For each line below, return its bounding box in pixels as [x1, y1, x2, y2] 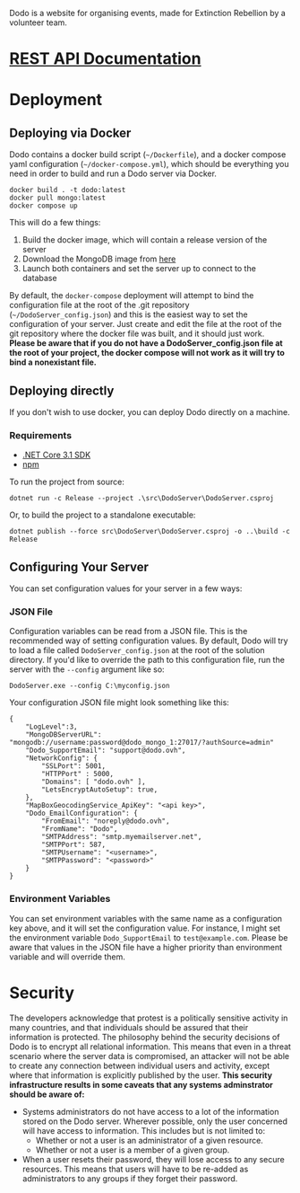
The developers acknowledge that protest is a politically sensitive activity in [9, 1012, 288, 1023]
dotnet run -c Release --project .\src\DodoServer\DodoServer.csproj [9, 494, 275, 503]
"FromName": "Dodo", [41, 825, 118, 834]
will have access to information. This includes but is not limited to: [21, 1125, 266, 1136]
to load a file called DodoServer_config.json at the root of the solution [9, 645, 266, 656]
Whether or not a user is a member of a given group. [35, 1144, 230, 1155]
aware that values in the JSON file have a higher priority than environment [9, 941, 283, 952]
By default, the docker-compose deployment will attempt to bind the [9, 290, 254, 301]
